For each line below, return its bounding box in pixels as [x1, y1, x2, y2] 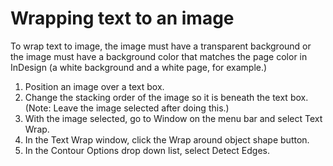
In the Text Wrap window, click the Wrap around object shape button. [24, 133, 310, 146]
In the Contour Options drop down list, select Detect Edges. [24, 144, 270, 156]
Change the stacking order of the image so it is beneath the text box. [24, 91, 309, 103]
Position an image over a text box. [24, 80, 165, 92]
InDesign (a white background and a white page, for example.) [10, 61, 268, 73]
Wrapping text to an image [10, 7, 235, 30]
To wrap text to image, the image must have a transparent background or [10, 40, 312, 52]
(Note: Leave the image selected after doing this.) [24, 102, 230, 114]
